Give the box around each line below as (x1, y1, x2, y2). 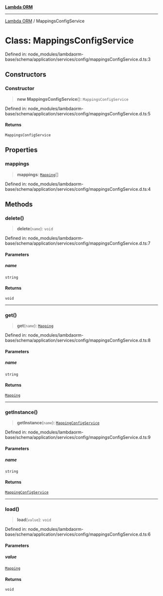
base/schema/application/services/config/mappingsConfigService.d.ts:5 (5, 110, 151, 116)
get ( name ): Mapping (16, 323, 54, 329)
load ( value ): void (16, 517, 51, 523)
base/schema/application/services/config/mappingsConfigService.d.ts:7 (5, 240, 150, 246)
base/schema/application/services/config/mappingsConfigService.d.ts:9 (5, 434, 151, 440)
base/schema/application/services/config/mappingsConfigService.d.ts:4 (5, 186, 151, 192)
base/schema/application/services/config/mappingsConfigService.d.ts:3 (5, 56, 151, 62)
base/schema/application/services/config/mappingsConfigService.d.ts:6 (5, 531, 151, 537)
